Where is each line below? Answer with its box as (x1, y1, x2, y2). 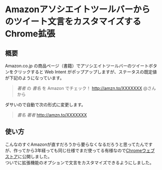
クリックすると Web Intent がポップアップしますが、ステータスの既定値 (13, 69, 157, 75)
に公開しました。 (18, 153, 52, 159)
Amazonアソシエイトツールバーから (5, 4, 150, 15)
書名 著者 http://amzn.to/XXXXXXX (17, 112, 87, 118)
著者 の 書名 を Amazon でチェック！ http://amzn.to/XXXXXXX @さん (17, 85, 156, 91)
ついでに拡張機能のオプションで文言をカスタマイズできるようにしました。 (5, 159, 154, 165)
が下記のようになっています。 (5, 75, 64, 81)
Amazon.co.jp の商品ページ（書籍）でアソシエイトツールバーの (5, 63, 132, 68)
